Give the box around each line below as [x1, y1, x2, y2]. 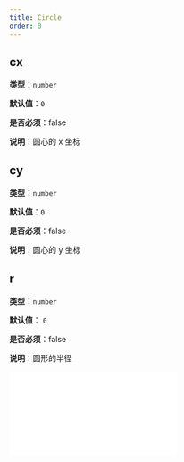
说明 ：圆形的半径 [9, 352, 72, 363]
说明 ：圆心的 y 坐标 [9, 245, 81, 256]
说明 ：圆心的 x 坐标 [9, 136, 81, 147]
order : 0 [9, 21, 42, 30]
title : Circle [9, 13, 63, 22]
